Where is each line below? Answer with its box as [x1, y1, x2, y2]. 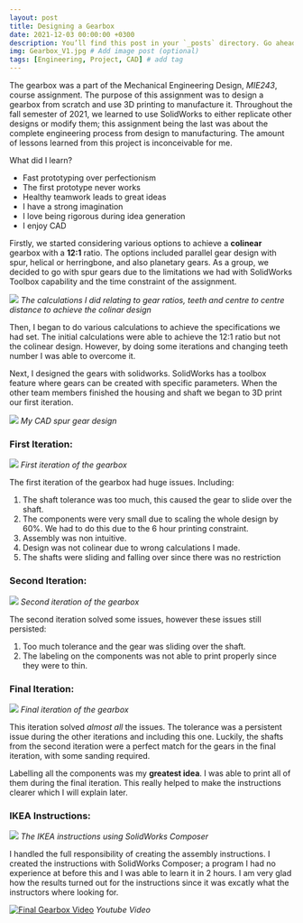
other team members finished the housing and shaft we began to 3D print [9, 387, 282, 398]
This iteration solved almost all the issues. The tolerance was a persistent [9, 721, 282, 732]
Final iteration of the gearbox [20, 704, 129, 715]
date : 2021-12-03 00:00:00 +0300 [9, 30, 135, 39]
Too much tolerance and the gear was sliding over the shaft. [22, 641, 246, 651]
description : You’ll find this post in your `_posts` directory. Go [9, 38, 272, 48]
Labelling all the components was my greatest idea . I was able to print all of [9, 768, 291, 779]
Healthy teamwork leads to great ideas [22, 191, 167, 202]
